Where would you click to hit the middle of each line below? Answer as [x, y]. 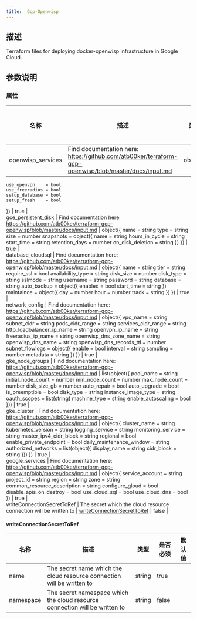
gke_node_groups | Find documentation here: [61, 361]
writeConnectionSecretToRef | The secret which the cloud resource [88, 504]
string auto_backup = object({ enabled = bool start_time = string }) [86, 286]
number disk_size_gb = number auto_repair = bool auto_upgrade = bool [92, 386]
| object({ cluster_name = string [137, 423]
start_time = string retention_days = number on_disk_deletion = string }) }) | [97, 243]
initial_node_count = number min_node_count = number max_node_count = [97, 380]
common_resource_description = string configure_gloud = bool [82, 486]
